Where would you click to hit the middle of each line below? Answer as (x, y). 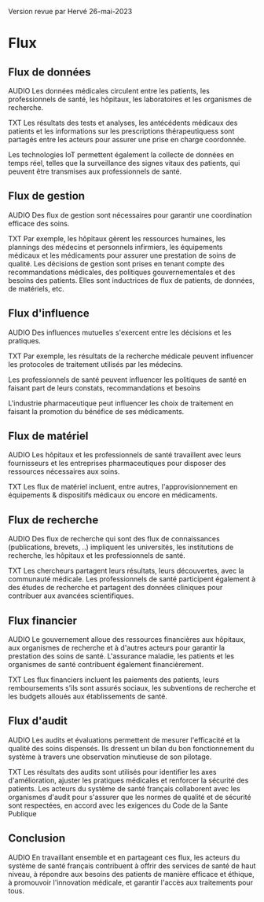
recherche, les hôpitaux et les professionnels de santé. (97, 555)
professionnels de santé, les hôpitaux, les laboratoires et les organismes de (130, 99)
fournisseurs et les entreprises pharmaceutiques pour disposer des (117, 464)
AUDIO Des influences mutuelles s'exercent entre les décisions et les (120, 332)
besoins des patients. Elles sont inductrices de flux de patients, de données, (132, 280)
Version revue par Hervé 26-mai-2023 (70, 11)
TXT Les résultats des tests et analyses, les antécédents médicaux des (123, 123)
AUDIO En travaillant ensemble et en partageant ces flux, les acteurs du (124, 857)
